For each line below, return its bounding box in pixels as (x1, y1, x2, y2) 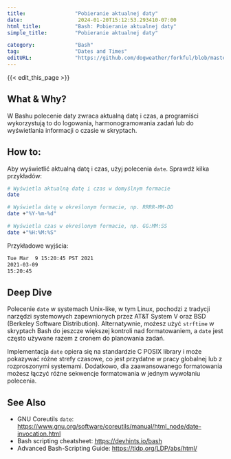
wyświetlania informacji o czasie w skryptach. (7, 126, 137, 134)
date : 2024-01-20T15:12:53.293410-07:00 (7, 17, 177, 23)
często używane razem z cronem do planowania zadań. (7, 334, 165, 343)
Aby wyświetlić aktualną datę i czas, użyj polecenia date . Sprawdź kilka (7, 164, 210, 173)
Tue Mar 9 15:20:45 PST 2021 (7, 255, 94, 261)
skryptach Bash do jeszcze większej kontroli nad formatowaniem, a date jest (7, 327, 223, 335)
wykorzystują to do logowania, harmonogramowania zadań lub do (7, 118, 194, 127)
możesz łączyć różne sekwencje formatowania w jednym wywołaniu (7, 370, 201, 378)
